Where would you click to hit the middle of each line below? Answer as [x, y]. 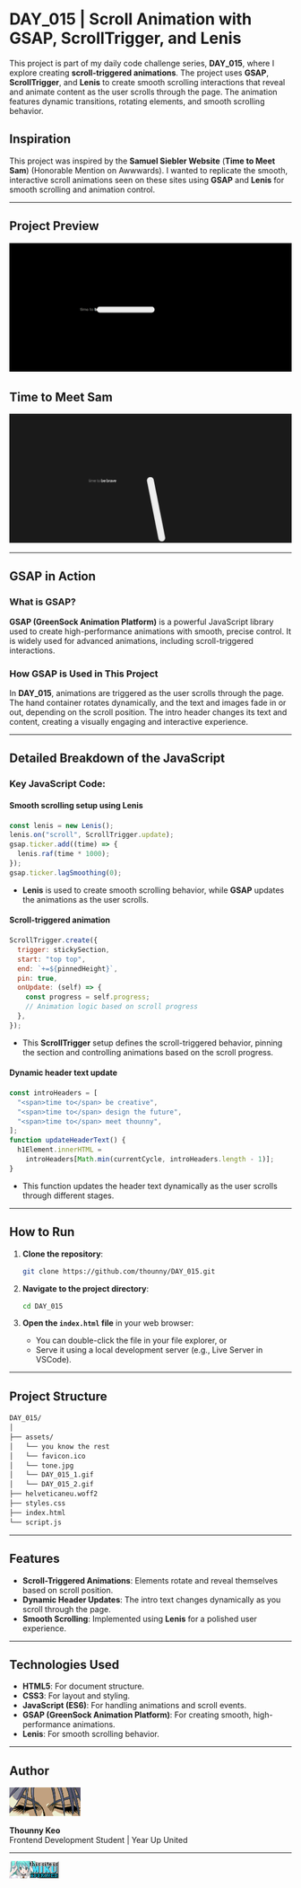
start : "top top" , [52, 959]
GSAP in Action [53, 576]
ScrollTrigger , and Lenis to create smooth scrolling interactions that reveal [147, 82]
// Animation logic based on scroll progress [112, 1007]
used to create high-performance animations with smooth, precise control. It [150, 631]
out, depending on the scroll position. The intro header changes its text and [148, 712]
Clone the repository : [63, 1254]
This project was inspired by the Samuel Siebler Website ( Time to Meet [142, 161]
